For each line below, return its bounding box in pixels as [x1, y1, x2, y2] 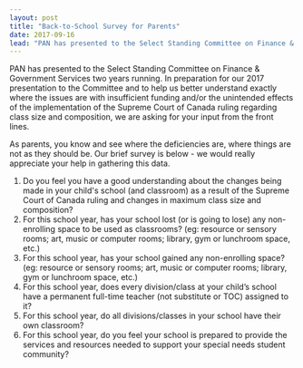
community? [22, 349, 70, 360]
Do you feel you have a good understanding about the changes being [22, 176, 282, 187]
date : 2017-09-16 [9, 30, 75, 39]
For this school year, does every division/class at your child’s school [22, 282, 277, 293]
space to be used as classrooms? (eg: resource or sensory [57, 224, 277, 235]
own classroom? [22, 320, 84, 331]
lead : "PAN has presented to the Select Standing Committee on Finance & [9, 38, 295, 48]
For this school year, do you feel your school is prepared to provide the [22, 330, 288, 341]
